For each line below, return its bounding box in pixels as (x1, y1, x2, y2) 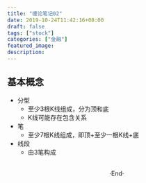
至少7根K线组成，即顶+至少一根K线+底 (27, 130, 139, 139)
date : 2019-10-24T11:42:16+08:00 (7, 17, 104, 24)
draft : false (7, 23, 45, 30)
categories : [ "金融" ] (7, 36, 68, 43)
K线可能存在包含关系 (27, 113, 87, 121)
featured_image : (7, 42, 54, 49)
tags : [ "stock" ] (7, 29, 54, 37)
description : (7, 49, 45, 56)
